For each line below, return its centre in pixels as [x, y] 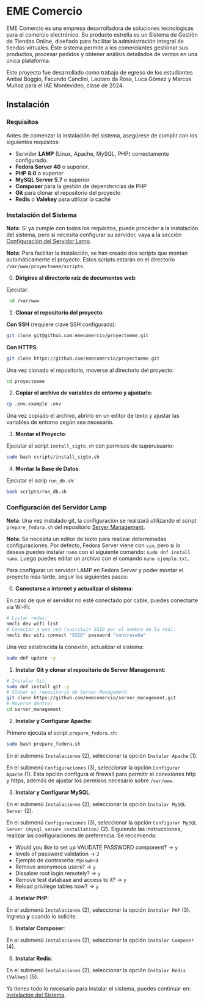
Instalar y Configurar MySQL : [53, 792]
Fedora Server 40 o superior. [52, 167]
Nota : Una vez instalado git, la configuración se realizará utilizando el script [101, 521]
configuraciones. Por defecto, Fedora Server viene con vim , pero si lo [93, 545]
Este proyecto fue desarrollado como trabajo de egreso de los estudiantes [100, 72]
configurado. [31, 160]
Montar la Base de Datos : [48, 469]
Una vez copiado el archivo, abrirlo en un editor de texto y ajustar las [93, 416]
